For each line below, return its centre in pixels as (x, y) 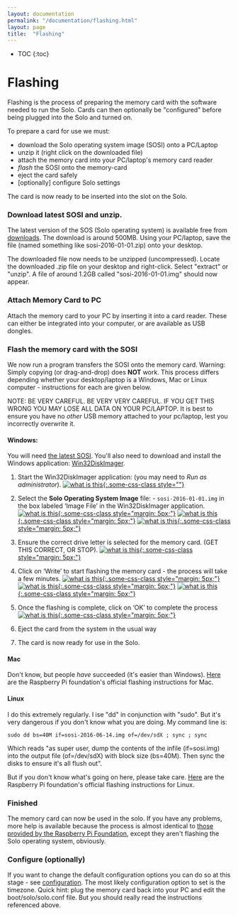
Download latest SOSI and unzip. (65, 215)
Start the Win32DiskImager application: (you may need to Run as (112, 477)
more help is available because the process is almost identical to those (110, 825)
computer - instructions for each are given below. (80, 387)
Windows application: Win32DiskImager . (66, 463)
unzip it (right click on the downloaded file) (80, 153)
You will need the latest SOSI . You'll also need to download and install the (114, 456)
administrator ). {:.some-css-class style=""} (101, 484)
